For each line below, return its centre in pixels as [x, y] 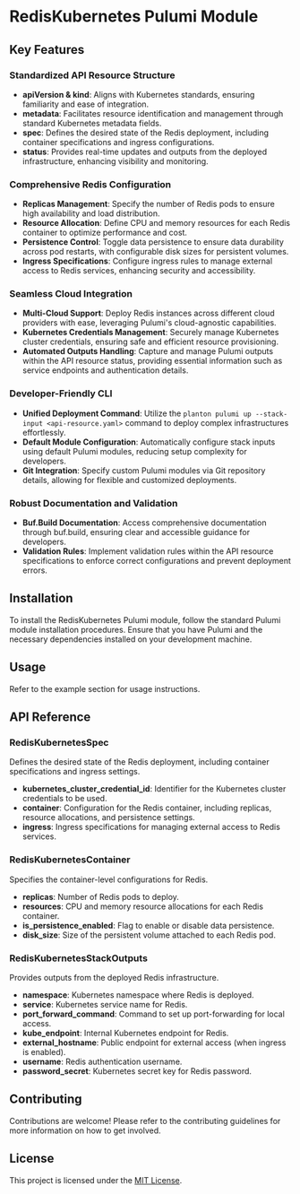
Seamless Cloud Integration [71, 294]
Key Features [47, 50]
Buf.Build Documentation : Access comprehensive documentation [144, 523]
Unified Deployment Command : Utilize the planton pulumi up [137, 413]
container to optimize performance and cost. [105, 233]
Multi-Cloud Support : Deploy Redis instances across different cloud [148, 313]
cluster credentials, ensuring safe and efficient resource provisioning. [150, 342]
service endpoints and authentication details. [105, 370]
